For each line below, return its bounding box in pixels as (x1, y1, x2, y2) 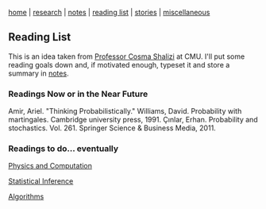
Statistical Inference (8, 176, 74, 186)
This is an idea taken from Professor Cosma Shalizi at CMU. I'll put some (8, 52, 245, 61)
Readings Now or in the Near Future (8, 88, 148, 99)
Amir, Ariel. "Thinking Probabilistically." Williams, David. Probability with (8, 106, 242, 116)
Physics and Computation (8, 161, 93, 171)
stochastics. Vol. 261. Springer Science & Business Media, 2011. (8, 123, 216, 133)
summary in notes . (8, 68, 69, 78)
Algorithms (8, 192, 44, 202)
